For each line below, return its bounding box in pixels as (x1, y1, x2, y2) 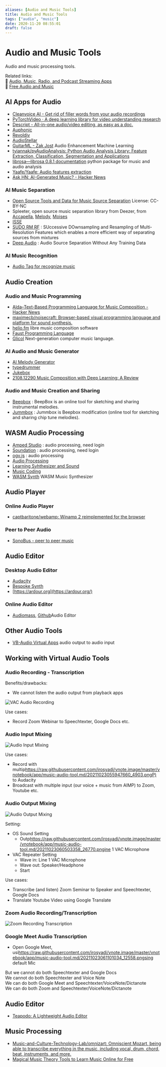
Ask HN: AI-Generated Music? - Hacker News (12, 174, 106, 180)
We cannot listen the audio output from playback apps (12, 690, 123, 696)
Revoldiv (12, 132, 30, 138)
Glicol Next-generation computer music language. (12, 335, 115, 342)
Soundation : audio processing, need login (12, 447, 99, 453)
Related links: (5, 73, 33, 79)
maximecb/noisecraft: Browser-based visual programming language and (12, 315, 161, 320)
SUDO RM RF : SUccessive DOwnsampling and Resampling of (12, 224, 139, 230)
